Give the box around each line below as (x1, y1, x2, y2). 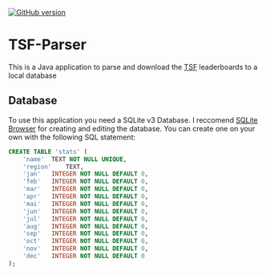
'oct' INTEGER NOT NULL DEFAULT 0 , (22, 237, 149, 245)
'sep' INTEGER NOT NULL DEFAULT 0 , (22, 229, 149, 238)
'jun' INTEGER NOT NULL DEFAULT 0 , (22, 207, 149, 216)
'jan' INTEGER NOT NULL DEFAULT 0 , (22, 170, 149, 178)
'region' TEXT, (22, 163, 84, 171)
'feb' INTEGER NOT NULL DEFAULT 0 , (22, 177, 149, 186)
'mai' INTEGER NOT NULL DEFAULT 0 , (22, 200, 149, 208)
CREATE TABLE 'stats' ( (8, 148, 88, 156)
